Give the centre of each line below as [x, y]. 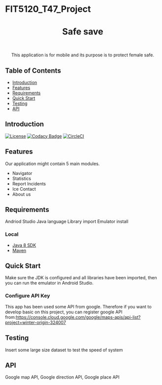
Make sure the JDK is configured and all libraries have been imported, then [81, 278]
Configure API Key [28, 296]
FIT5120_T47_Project [48, 9]
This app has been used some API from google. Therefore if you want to [78, 306]
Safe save [83, 32]
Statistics [22, 178]
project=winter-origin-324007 [36, 322]
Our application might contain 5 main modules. [52, 164]
